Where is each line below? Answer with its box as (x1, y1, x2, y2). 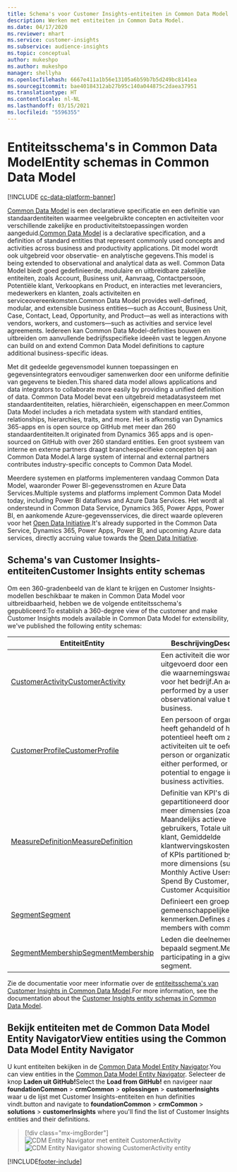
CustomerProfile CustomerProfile (11, 746, 119, 755)
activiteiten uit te (160, 741, 216, 751)
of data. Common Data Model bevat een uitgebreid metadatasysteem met (7, 393, 221, 401)
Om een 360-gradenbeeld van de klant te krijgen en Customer (7, 584, 188, 592)
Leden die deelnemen (160, 934, 233, 944)
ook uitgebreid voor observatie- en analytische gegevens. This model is (7, 251, 214, 260)
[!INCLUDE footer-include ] (7, 1157, 83, 1166)
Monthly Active (160, 867, 211, 877)
